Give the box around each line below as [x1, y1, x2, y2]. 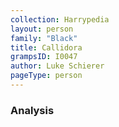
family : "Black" [10, 33, 78, 43]
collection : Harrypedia [10, 14, 110, 25]
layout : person [10, 24, 74, 34]
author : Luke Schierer [10, 61, 105, 71]
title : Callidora [10, 42, 83, 53]
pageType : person [10, 71, 83, 81]
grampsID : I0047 [10, 52, 78, 62]
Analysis [10, 103, 55, 117]
